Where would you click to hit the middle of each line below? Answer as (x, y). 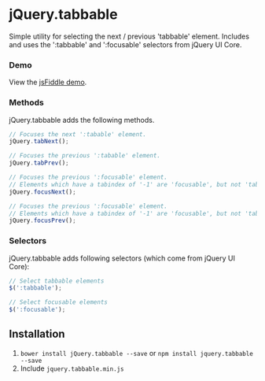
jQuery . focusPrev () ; (43, 221)
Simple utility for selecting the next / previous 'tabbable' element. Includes (129, 36)
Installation (37, 334)
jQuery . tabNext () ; (39, 142)
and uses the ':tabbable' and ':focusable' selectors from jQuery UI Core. (125, 44)
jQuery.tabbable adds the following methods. (82, 120)
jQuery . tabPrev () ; (39, 163)
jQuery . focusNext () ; (43, 192)
